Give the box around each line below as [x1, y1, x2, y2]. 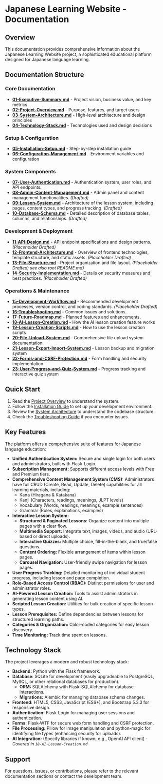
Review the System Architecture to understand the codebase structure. [12, 409, 155, 414]
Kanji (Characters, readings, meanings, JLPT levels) [19, 497, 124, 503]
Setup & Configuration [5, 134, 59, 141]
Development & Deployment [5, 228, 73, 235]
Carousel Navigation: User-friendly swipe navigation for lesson [19, 559, 147, 565]
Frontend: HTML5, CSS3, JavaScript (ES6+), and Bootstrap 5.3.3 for [12, 700, 149, 705]
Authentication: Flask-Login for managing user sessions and [12, 710, 135, 716]
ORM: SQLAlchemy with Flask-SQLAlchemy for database [19, 684, 134, 690]
